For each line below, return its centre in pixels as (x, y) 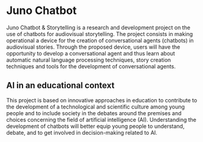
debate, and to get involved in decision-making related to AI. (82, 132)
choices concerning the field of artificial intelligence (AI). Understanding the (101, 119)
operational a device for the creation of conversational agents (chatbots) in (100, 40)
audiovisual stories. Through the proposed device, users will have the (93, 47)
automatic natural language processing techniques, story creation (89, 60)
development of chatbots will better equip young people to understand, (95, 126)
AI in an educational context (60, 86)
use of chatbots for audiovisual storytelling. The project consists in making (100, 34)
